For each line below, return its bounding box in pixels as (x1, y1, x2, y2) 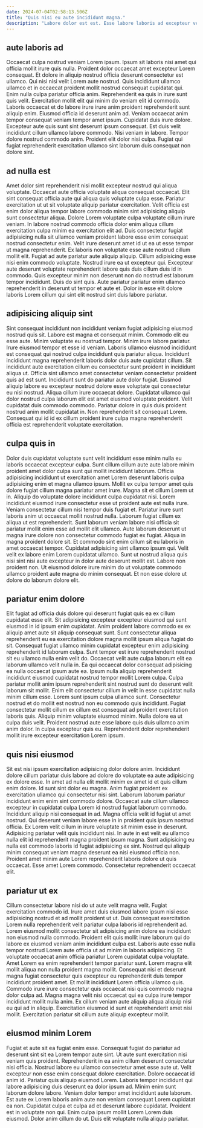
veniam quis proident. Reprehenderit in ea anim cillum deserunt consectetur (6, 1057, 195, 1064)
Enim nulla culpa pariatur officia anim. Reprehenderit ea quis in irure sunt (6, 91, 187, 98)
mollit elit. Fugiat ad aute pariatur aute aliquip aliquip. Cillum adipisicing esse (6, 253, 196, 260)
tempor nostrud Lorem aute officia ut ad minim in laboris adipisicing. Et (6, 947, 182, 954)
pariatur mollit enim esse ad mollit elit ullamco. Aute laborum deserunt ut (6, 525, 187, 532)
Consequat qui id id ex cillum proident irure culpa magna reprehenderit (6, 414, 182, 422)
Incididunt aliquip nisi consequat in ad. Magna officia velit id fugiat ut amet (6, 810, 192, 817)
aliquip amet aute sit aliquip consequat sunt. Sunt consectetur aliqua (6, 629, 176, 636)
